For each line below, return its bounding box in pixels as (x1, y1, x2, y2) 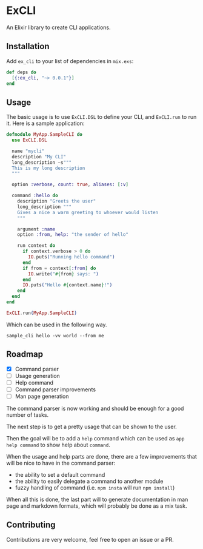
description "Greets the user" (17, 198, 96, 204)
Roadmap (6, 349, 44, 360)
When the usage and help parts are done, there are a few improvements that (6, 453, 197, 460)
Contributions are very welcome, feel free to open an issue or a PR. (6, 536, 174, 543)
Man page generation (15, 392, 69, 400)
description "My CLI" (12, 153, 67, 160)
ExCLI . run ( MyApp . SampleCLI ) (6, 310, 78, 316)
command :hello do (12, 192, 59, 199)
